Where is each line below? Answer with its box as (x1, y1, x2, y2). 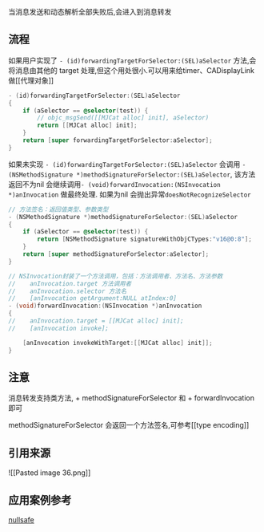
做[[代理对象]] (8, 75, 54, 85)
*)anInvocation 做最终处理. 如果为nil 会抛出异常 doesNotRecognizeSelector (8, 189, 251, 199)
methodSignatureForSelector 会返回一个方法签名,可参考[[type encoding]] (8, 420, 250, 430)
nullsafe (8, 515, 34, 524)
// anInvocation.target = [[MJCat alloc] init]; (8, 317, 184, 325)
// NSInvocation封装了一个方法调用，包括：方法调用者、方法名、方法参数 (8, 272, 223, 280)
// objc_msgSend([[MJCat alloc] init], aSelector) (37, 114, 210, 122)
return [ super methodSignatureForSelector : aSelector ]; (22, 250, 210, 258)
